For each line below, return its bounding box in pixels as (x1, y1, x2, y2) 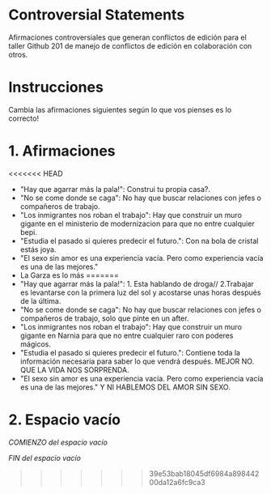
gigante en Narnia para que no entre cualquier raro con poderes (19, 330, 234, 340)
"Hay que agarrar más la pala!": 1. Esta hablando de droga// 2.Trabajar (19, 279, 255, 288)
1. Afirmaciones (8, 142, 116, 160)
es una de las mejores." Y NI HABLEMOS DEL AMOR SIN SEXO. (19, 382, 231, 392)
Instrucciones (8, 79, 104, 96)
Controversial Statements (8, 6, 185, 24)
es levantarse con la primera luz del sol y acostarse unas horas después (19, 287, 261, 297)
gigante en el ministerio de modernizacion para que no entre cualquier (19, 219, 255, 228)
